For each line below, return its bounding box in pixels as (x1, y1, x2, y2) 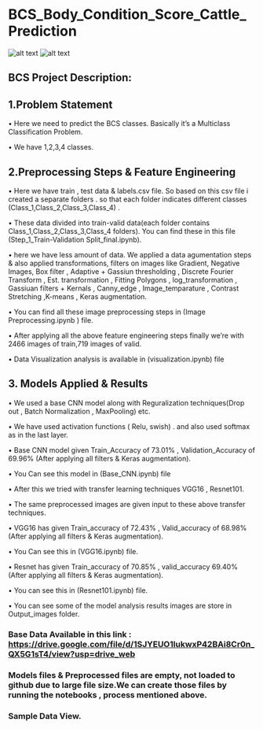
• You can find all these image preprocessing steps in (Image (8, 307, 206, 316)
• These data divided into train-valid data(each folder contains (8, 218, 210, 228)
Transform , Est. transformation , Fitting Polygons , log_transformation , (8, 275, 238, 284)
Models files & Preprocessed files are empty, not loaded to (8, 669, 236, 680)
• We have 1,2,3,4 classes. (8, 142, 94, 152)
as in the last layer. (8, 430, 69, 439)
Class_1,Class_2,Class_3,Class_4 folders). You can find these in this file (8, 226, 236, 235)
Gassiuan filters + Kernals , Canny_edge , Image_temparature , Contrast (8, 283, 239, 293)
